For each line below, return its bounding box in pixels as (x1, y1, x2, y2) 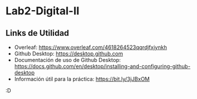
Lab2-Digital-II (5, 4, 80, 18)
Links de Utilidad (5, 28, 69, 38)
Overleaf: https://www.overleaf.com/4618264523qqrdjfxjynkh (14, 44, 167, 51)
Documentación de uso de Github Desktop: (14, 57, 121, 63)
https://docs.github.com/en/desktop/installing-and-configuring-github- (14, 63, 191, 70)
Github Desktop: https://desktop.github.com (14, 50, 123, 57)
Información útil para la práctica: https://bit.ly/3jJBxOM (14, 76, 150, 82)
